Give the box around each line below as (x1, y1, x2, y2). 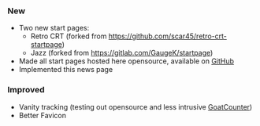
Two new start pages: (18, 23, 90, 33)
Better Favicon (18, 110, 67, 120)
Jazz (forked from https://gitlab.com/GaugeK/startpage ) (30, 49, 214, 58)
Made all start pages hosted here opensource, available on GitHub (18, 56, 234, 66)
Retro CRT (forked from (30, 31, 107, 41)
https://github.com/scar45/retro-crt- (108, 31, 228, 41)
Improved (7, 85, 45, 95)
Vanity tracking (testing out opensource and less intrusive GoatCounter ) (18, 102, 253, 111)
